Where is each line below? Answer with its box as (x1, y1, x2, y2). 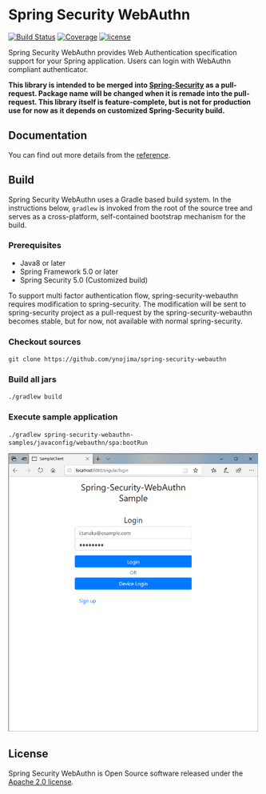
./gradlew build (8, 393, 62, 401)
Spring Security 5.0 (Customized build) (19, 275, 149, 285)
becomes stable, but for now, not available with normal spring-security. (8, 316, 243, 326)
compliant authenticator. (8, 64, 89, 74)
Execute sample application (8, 411, 118, 423)
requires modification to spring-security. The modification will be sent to (8, 299, 246, 309)
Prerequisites (8, 240, 62, 251)
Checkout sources (8, 336, 81, 347)
